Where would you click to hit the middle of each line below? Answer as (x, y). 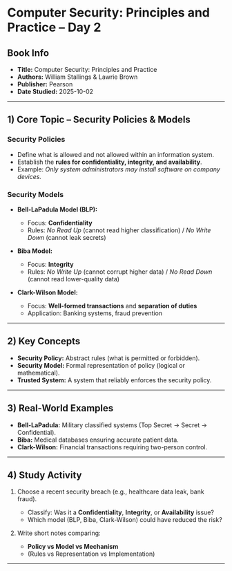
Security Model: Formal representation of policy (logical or (101, 365)
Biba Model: (35, 251)
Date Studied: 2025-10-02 (55, 92)
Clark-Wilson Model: (47, 292)
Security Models (36, 194)
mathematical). (38, 373)
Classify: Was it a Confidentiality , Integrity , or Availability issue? (120, 512)
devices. (29, 176)
